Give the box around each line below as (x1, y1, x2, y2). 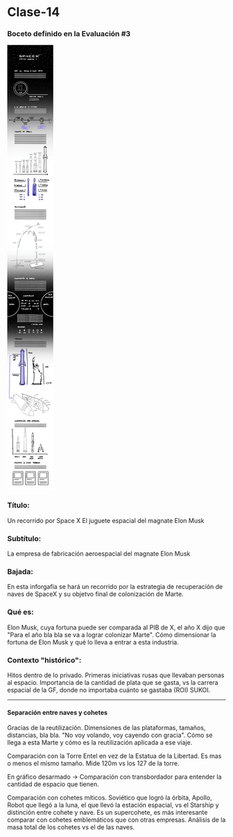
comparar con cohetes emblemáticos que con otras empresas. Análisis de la (7, 815, 226, 824)
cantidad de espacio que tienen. (7, 780, 99, 788)
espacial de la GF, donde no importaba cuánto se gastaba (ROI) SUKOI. (7, 686, 211, 694)
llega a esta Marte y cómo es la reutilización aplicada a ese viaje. (7, 738, 193, 747)
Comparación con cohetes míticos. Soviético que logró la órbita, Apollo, (7, 793, 213, 802)
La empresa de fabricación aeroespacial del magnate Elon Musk (7, 549, 191, 558)
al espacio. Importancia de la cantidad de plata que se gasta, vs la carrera (7, 678, 218, 686)
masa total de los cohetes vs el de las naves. (7, 823, 135, 831)
